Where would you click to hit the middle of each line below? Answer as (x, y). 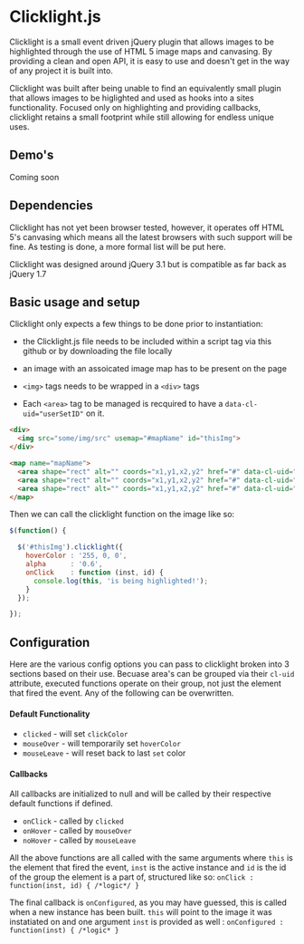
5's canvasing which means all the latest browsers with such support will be (151, 236)
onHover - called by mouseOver (77, 831)
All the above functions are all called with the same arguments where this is (152, 858)
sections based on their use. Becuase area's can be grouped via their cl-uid (152, 674)
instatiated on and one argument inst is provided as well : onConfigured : (147, 922)
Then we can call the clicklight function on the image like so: (122, 515)
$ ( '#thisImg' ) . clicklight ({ (71, 547)
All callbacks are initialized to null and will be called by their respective (140, 794)
